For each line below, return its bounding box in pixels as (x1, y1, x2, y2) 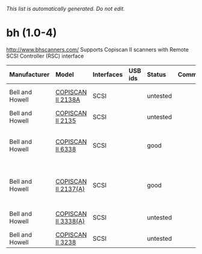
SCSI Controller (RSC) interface (6, 52, 84, 59)
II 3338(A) (55, 217, 85, 225)
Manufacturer (9, 70, 50, 79)
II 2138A (55, 95, 81, 104)
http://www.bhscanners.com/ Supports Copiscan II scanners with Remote (6, 46, 189, 53)
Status (147, 70, 167, 79)
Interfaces (93, 70, 123, 79)
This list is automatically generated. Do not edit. (6, 5, 125, 12)
